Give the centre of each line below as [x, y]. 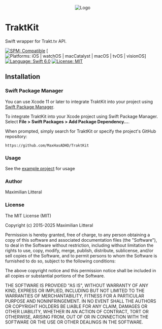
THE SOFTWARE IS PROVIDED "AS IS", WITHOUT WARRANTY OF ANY [77, 285]
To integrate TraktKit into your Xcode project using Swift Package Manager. [81, 116]
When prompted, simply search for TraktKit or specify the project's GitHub [81, 131]
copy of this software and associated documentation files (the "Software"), [81, 240]
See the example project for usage [40, 168]
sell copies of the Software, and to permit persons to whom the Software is [81, 256]
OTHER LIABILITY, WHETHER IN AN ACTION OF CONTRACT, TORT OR [77, 311]
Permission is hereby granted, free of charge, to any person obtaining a [78, 235]
